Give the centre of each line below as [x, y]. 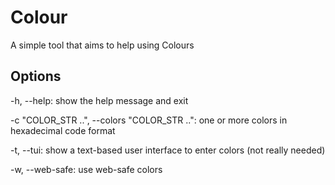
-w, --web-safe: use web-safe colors [86, 169]
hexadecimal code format [63, 130]
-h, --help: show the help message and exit [99, 100]
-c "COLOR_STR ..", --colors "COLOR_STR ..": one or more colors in [149, 120]
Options [36, 76]
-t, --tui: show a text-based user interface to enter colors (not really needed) [168, 150]
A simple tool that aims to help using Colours [102, 45]
